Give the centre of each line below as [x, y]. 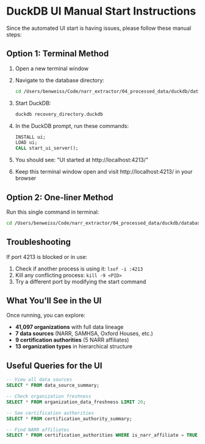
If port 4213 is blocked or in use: [47, 256]
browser [26, 178]
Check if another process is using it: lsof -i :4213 [79, 269]
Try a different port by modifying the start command [81, 281]
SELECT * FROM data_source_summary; [53, 386]
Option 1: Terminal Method [58, 54]
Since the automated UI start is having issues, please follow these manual [99, 28]
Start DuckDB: [33, 103]
